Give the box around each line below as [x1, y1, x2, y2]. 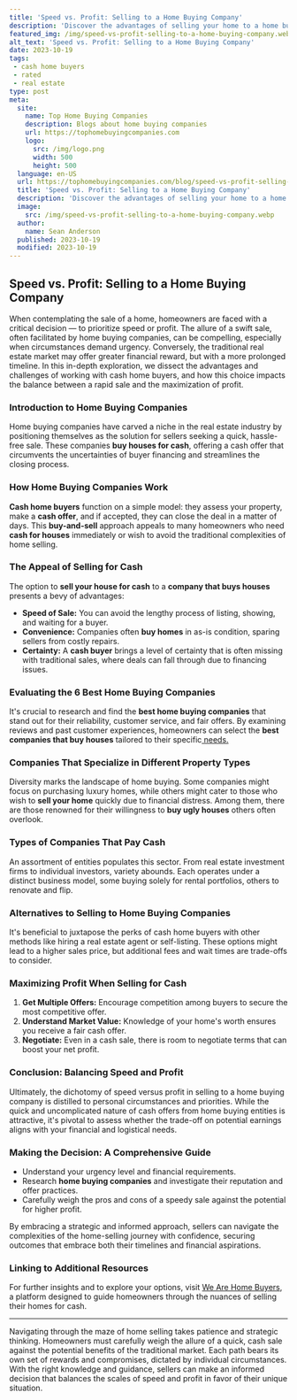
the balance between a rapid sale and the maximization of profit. [9, 379, 244, 389]
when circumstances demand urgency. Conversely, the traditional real [9, 342, 264, 352]
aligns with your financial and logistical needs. [9, 1124, 178, 1135]
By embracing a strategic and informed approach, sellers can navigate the [9, 1220, 279, 1231]
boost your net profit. [21, 1044, 100, 1055]
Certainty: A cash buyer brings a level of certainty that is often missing [21, 645, 283, 656]
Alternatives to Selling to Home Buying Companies [9, 906, 232, 919]
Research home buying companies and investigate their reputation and [21, 1175, 283, 1186]
